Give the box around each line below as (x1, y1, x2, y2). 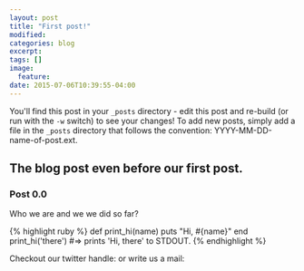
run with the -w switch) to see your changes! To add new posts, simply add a (9, 115, 296, 126)
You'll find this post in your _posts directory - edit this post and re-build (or (9, 105, 289, 116)
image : (9, 64, 34, 73)
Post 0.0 (9, 188, 48, 200)
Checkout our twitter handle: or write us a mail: (9, 253, 185, 264)
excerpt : (9, 47, 43, 56)
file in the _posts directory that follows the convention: (9, 124, 213, 136)
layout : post (9, 13, 59, 23)
